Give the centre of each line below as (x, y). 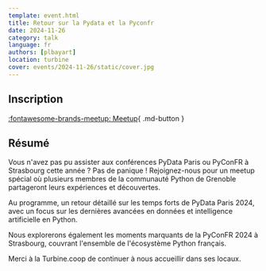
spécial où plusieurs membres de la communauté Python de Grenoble (122, 179)
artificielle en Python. (43, 219)
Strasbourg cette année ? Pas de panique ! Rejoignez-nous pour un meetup (132, 170)
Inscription (36, 99)
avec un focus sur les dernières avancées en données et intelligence (121, 212)
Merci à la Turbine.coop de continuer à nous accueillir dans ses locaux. (125, 259)
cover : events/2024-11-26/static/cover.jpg (81, 67)
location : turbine (39, 60)
